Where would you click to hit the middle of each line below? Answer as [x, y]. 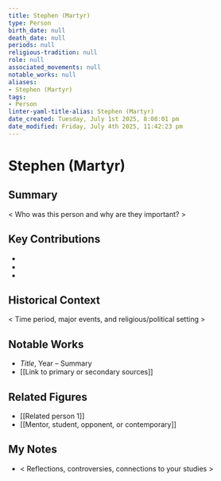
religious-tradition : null [53, 52]
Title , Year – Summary [56, 363]
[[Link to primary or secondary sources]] [86, 372]
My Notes [33, 450]
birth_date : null [37, 30]
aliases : [23, 82]
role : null [26, 60]
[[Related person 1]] [52, 416]
